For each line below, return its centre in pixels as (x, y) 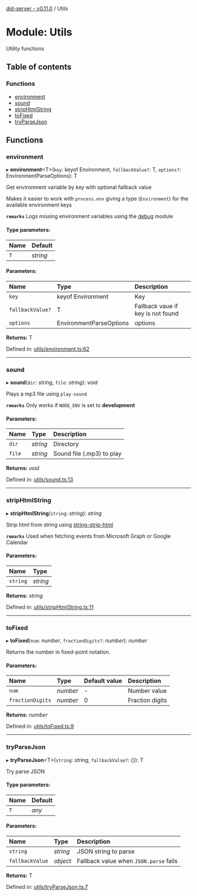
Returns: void (23, 468)
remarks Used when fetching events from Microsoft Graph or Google (89, 536)
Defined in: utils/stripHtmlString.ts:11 (50, 607)
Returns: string (24, 595)
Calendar (17, 542)
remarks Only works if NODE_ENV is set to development (71, 405)
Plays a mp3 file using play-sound (46, 394)
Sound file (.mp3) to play (87, 454)
